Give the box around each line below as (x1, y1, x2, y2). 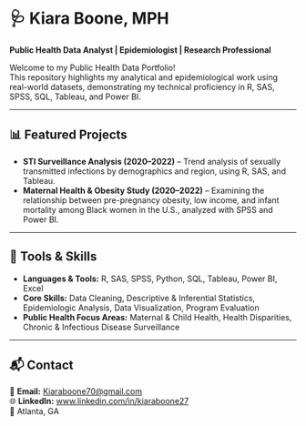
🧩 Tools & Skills (9, 248, 97, 265)
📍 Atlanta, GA (9, 406, 59, 417)
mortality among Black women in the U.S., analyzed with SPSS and (22, 204, 273, 215)
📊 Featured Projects (9, 127, 127, 143)
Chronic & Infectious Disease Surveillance (22, 321, 180, 332)
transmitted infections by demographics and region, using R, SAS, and (22, 166, 287, 177)
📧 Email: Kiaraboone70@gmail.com (9, 386, 143, 397)
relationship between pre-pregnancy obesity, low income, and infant (22, 194, 280, 206)
